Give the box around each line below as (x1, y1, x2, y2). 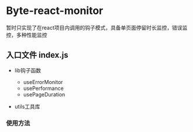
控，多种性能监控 (6, 31, 47, 39)
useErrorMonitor (23, 78, 63, 85)
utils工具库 (14, 103, 40, 110)
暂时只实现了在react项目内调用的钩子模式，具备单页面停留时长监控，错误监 (6, 24, 188, 31)
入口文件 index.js (6, 50, 68, 60)
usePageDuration (23, 91, 66, 98)
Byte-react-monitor (6, 4, 104, 18)
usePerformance (23, 85, 64, 92)
